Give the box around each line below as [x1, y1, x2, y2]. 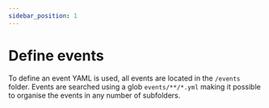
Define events [8, 46, 104, 64]
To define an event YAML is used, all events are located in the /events [8, 73, 241, 83]
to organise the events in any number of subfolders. [8, 90, 181, 100]
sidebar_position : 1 [8, 11, 78, 20]
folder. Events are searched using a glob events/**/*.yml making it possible [8, 81, 261, 91]
